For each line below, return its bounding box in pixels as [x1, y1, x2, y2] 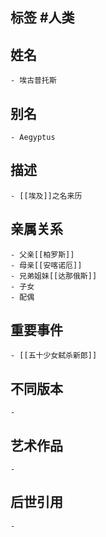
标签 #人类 [10, 9, 75, 27]
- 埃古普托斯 [10, 76, 57, 86]
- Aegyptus [10, 133, 56, 143]
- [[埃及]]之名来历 [10, 191, 83, 201]
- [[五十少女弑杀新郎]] [10, 351, 98, 361]
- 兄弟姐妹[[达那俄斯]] [10, 271, 98, 281]
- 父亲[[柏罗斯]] [10, 249, 75, 260]
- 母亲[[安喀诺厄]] [10, 260, 83, 270]
